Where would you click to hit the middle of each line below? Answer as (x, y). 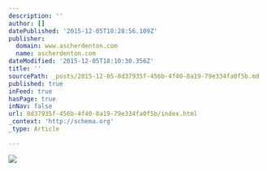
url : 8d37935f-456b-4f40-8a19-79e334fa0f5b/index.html (103, 114)
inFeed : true (30, 91)
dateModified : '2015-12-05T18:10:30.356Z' (81, 62)
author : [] (27, 24)
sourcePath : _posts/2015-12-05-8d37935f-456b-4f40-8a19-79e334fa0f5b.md (134, 76)
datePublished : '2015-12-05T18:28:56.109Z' (83, 31)
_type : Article (34, 129)
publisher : (27, 38)
